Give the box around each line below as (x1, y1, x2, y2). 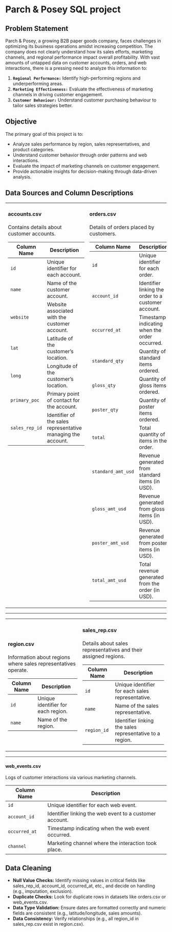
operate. (8, 666, 28, 674)
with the (47, 314, 67, 321)
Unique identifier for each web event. (47, 802, 137, 809)
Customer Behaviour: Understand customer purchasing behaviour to (12, 97, 157, 103)
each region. (37, 708, 68, 715)
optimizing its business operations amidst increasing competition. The (5, 43, 153, 49)
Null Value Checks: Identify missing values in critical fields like (12, 877, 146, 883)
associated (47, 307, 73, 314)
